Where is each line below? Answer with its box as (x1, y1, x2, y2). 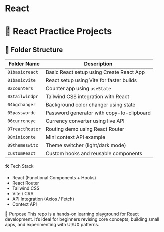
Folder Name (8, 60, 40, 67)
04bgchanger (7, 102, 36, 108)
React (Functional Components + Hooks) (12, 175, 96, 181)
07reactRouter (7, 126, 41, 132)
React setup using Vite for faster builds (45, 77, 137, 84)
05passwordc (7, 110, 36, 116)
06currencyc (7, 118, 36, 124)
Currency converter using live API (45, 118, 125, 125)
